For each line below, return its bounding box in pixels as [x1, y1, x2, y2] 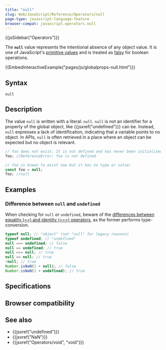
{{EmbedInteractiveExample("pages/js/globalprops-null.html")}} [5, 64, 136, 70]
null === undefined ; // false [5, 241, 68, 246]
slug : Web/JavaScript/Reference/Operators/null [5, 12, 105, 17]
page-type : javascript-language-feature [5, 16, 90, 21]
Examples [5, 185, 36, 194]
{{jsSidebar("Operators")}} [5, 35, 60, 41]
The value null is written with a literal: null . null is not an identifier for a [5, 118, 152, 124]
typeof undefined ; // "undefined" [5, 236, 77, 241]
